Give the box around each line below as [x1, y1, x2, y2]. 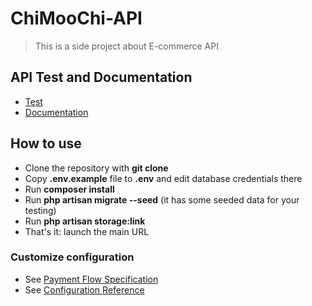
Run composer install [24, 183, 115, 195]
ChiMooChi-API [10, 7, 143, 30]
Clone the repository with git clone [24, 162, 169, 174]
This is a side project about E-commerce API [34, 40, 219, 52]
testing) [24, 204, 57, 216]
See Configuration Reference [24, 283, 145, 296]
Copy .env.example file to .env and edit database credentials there [24, 172, 303, 184]
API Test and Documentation [10, 69, 193, 86]
